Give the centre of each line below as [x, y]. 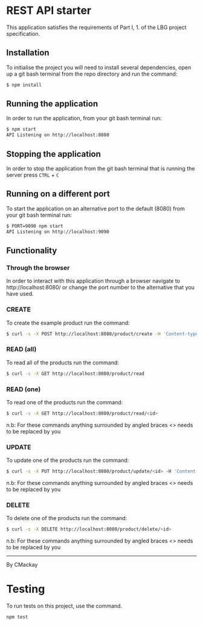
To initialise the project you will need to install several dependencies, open [99, 67]
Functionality [32, 250]
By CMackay [22, 565]
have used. [20, 294]
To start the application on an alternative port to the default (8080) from [96, 208]
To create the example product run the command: [68, 323]
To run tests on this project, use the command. [64, 606]
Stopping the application [54, 154]
